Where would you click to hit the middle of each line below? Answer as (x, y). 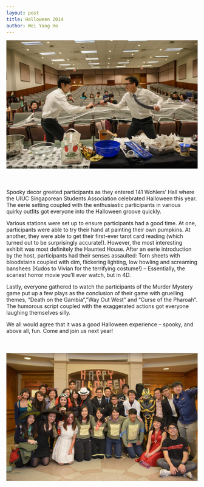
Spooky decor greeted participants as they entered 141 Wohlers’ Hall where (100, 192)
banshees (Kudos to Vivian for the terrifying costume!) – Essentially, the (96, 268)
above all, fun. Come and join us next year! (60, 331)
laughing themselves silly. (39, 312)
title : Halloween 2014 (35, 19)
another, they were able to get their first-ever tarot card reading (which (95, 236)
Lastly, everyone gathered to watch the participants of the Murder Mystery (100, 287)
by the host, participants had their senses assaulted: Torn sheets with (93, 255)
